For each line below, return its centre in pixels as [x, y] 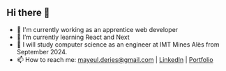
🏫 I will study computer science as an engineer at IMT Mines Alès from [118, 44]
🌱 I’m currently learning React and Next [73, 37]
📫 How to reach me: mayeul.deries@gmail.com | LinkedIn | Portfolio [115, 59]
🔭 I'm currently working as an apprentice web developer [97, 29]
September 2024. [42, 52]
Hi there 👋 [28, 13]
